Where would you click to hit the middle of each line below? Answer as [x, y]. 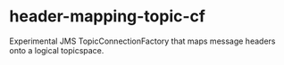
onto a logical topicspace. [57, 50]
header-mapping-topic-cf [107, 16]
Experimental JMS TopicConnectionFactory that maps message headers [142, 41]
